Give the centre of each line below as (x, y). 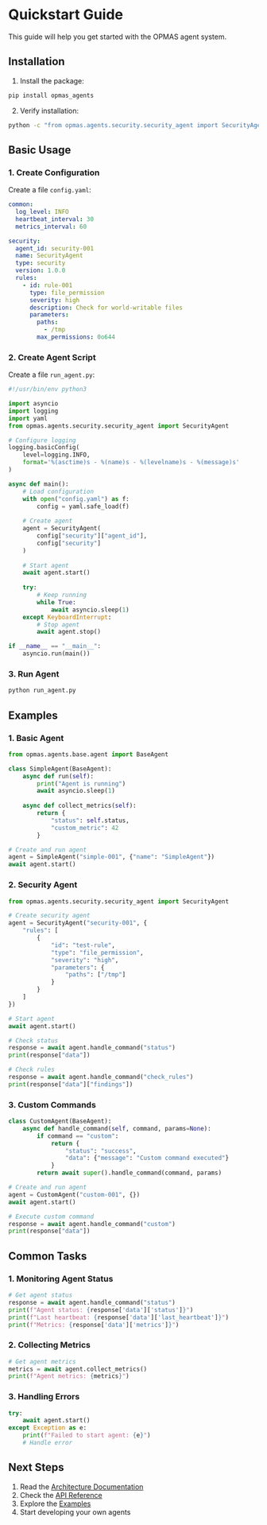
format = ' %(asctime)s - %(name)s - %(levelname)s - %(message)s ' (131, 463)
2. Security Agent (43, 885)
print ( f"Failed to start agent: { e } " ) (87, 1436)
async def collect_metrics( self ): (79, 806)
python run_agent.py (43, 691)
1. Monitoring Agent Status (61, 1279)
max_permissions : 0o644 (76, 337)
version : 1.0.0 (41, 271)
